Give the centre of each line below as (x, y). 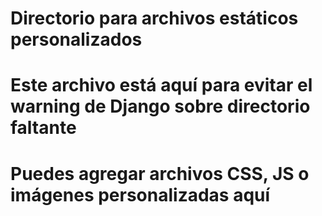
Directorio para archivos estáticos (154, 18)
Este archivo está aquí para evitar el (161, 85)
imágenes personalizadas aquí (140, 194)
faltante (43, 128)
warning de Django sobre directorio (160, 106)
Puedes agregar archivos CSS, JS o (160, 173)
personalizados (76, 39)
